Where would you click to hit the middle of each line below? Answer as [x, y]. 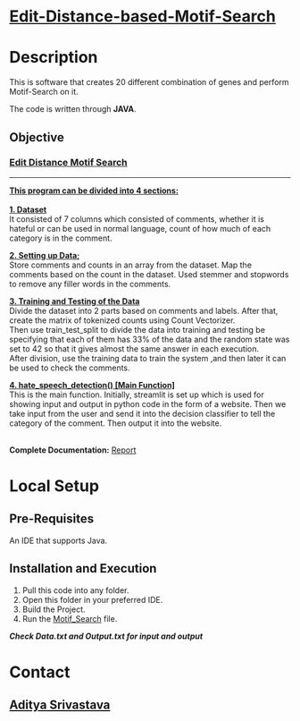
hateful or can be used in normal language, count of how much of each [140, 228]
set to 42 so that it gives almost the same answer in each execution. [134, 348]
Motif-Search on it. [44, 92]
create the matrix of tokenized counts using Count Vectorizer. [122, 320]
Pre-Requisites [52, 519]
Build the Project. [54, 609]
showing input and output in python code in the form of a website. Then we [148, 403]
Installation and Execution [83, 568]
